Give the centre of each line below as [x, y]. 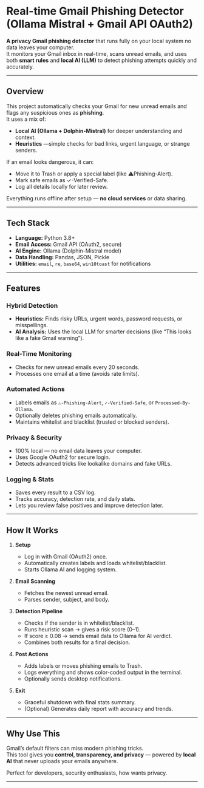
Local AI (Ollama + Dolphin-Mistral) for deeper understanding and [99, 131]
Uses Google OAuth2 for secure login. [63, 457]
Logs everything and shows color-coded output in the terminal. [103, 673]
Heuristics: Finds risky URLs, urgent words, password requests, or [99, 319]
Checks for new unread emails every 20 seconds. [77, 367]
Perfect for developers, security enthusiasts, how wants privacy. [87, 773]
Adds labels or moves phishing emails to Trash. [83, 666]
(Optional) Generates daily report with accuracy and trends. [99, 709]
